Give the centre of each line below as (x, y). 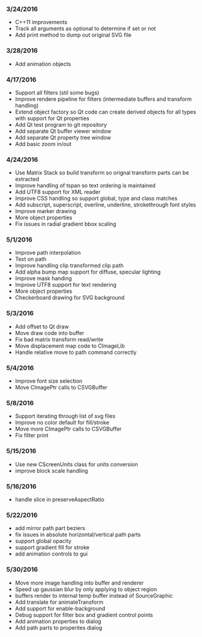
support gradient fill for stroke (52, 548)
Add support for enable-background (60, 608)
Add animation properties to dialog (58, 621)
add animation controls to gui (51, 554)
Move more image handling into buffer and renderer (79, 583)
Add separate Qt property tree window (63, 137)
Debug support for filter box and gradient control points (84, 615)
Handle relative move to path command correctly (76, 352)
